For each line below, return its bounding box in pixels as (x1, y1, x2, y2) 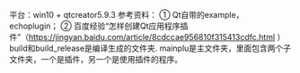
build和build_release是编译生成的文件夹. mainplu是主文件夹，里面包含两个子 (9, 43, 292, 53)
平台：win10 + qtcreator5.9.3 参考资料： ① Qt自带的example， (9, 10, 244, 20)
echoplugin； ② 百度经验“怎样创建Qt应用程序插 (9, 20, 189, 31)
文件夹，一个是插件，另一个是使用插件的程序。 (9, 54, 182, 64)
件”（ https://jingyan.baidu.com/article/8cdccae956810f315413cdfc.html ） (9, 32, 286, 42)
